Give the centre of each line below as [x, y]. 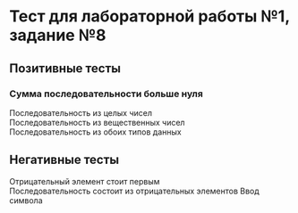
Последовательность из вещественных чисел [97, 122]
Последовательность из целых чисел [81, 112]
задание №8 [58, 35]
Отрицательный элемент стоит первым [85, 181]
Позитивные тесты [65, 68]
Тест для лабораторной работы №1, [149, 16]
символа [26, 200]
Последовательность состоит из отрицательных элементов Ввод [134, 191]
